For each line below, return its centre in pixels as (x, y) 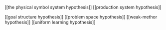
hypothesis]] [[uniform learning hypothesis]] (50, 22)
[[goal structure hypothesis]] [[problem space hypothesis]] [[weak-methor (81, 17)
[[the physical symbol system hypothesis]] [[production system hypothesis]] (83, 7)
